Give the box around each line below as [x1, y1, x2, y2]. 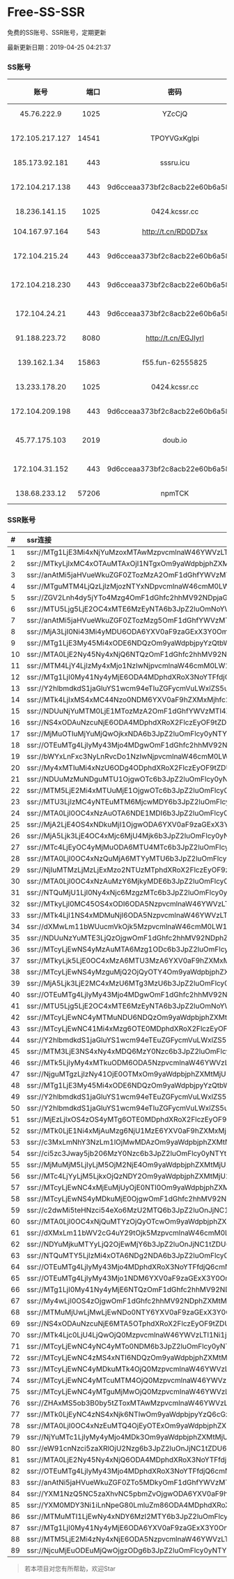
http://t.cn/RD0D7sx [141, 227, 208, 237]
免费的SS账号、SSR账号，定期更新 [7, 28, 107, 36]
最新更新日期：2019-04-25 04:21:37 [7, 43, 111, 51]
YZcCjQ [162, 109, 188, 119]
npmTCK [160, 489, 189, 498]
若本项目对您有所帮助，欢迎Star [24, 1564, 116, 1573]
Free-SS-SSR [7, 4, 85, 20]
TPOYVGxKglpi [150, 133, 200, 143]
